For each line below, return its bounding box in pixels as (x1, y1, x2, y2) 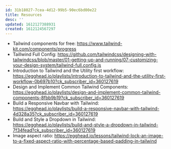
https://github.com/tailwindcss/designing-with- (58, 52, 157, 58)
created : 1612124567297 (5, 27, 56, 32)
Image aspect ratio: (12, 133, 53, 139)
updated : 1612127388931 (5, 21, 56, 27)
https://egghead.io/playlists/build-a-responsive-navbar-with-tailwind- (12, 106, 160, 112)
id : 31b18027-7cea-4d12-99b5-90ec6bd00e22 (5, 7, 97, 13)
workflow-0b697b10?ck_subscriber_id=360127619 (12, 79, 119, 85)
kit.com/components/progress (12, 46, 76, 52)
